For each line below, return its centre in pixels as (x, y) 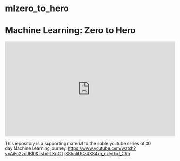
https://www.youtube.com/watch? (102, 148)
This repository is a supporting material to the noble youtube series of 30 (78, 144)
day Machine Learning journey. (36, 148)
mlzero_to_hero (37, 8)
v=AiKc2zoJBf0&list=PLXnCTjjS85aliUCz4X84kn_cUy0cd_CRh (67, 154)
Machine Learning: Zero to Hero (70, 31)
